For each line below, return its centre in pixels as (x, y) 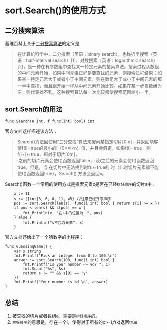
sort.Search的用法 (34, 109)
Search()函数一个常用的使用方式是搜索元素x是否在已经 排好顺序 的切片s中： (80, 184)
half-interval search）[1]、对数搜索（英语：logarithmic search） (92, 60)
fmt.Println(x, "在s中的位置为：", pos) (63, 213)
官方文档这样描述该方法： (31, 131)
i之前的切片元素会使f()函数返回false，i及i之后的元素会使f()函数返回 (86, 160)
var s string (27, 251)
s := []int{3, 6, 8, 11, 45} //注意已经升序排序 (62, 199)
